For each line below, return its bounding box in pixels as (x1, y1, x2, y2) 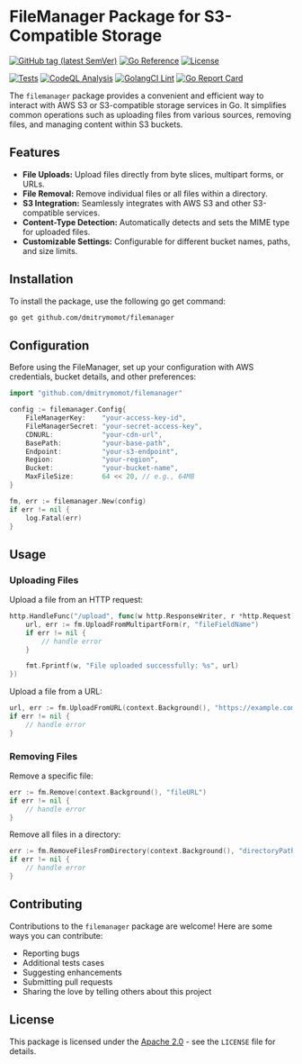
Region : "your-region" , (25, 455, 159, 465)
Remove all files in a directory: (9, 829, 121, 840)
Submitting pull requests (22, 976, 113, 987)
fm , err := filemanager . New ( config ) (9, 496, 147, 505)
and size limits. (22, 245, 78, 256)
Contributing (9, 896, 83, 912)
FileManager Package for (9, 6, 200, 27)
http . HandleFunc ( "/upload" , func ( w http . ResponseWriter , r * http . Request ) (9, 612, 296, 621)
